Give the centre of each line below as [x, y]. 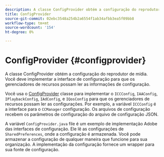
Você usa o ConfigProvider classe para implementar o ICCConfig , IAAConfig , [81, 93]
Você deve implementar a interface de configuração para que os [70, 79]
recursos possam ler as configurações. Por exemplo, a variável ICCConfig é [81, 104]
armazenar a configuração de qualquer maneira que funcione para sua [76, 139]
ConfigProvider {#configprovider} [76, 61]
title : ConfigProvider [28, 14]
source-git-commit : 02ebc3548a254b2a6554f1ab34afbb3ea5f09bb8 [70, 18]
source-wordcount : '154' [30, 28]
